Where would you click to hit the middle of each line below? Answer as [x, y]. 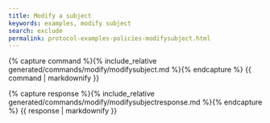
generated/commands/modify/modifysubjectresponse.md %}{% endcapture [135, 102]
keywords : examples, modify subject [70, 23]
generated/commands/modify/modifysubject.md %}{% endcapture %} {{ [130, 70]
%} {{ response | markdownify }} [63, 111]
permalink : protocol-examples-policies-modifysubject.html [110, 38]
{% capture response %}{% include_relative [82, 94]
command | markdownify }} [54, 78]
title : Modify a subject [50, 16]
